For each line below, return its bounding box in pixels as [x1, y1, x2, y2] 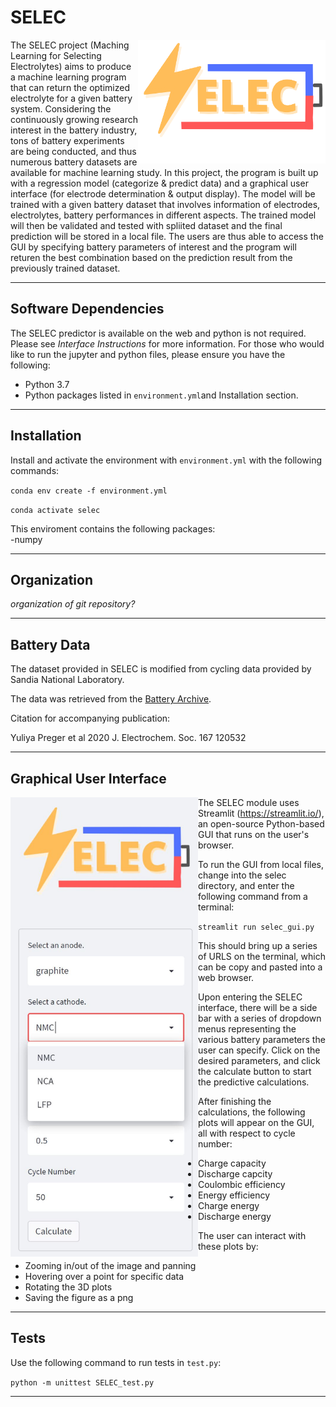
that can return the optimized [10, 81, 131, 93]
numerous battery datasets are [10, 156, 138, 168]
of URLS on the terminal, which [198, 951, 326, 962]
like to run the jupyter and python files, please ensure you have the [10, 348, 286, 360]
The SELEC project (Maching [10, 39, 130, 51]
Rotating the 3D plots [24, 1281, 113, 1293]
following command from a [198, 891, 308, 902]
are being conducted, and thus [10, 145, 137, 157]
